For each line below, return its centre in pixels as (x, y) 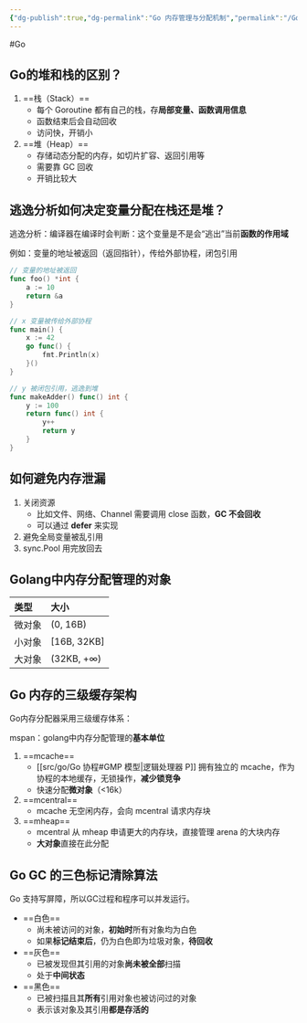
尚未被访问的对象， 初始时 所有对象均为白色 (116, 929)
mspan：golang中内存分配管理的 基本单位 (87, 738)
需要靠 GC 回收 (65, 167)
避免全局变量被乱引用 (63, 536)
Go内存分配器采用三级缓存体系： (71, 719)
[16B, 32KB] (78, 642)
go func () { (48, 347)
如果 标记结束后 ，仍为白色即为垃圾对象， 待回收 (124, 941)
